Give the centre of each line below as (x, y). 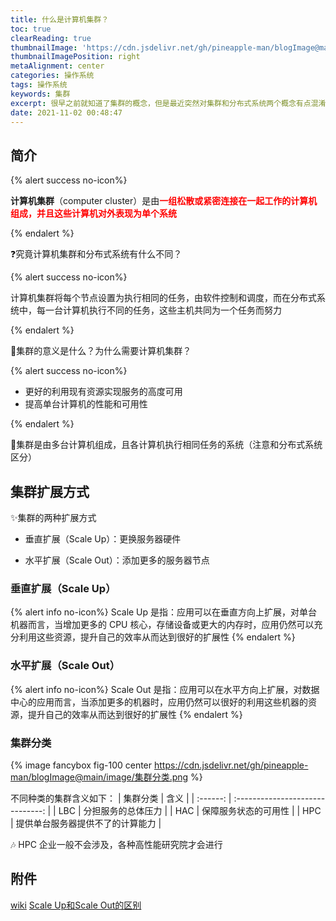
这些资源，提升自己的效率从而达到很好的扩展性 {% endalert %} (166, 637)
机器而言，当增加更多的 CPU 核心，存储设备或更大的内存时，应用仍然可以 (162, 625)
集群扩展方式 (50, 491)
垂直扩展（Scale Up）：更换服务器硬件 (103, 539)
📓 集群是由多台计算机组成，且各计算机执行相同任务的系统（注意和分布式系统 (166, 445)
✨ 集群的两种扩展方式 (53, 517)
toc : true (31, 29)
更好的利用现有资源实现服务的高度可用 (103, 392)
